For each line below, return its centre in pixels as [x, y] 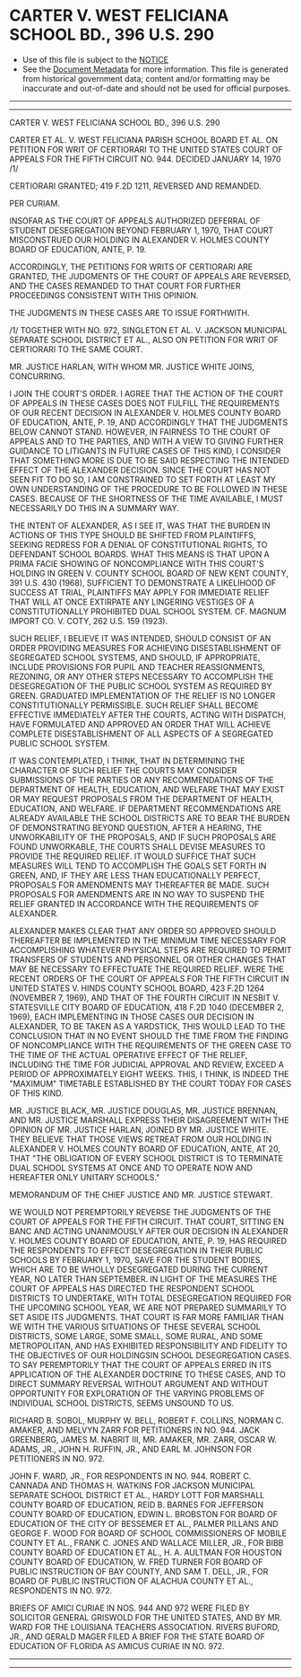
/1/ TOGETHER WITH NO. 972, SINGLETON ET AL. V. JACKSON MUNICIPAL [148, 330]
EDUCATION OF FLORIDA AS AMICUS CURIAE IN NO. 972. [117, 1646]
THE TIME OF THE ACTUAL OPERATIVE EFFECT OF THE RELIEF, [129, 1055]
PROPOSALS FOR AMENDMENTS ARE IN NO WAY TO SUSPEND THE [137, 894]
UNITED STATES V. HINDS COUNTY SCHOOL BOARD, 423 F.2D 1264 [137, 988]
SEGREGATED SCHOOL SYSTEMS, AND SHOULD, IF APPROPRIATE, [135, 658]
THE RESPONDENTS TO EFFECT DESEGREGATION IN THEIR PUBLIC [136, 1250]
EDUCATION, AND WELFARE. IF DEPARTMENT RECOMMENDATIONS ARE [146, 808]
